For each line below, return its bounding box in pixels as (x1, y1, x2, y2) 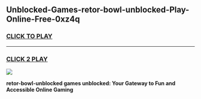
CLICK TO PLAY (6, 32, 53, 41)
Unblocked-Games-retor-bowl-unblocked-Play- (6, 5, 190, 15)
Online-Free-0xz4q (6, 14, 80, 25)
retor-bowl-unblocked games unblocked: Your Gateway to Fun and (6, 79, 176, 86)
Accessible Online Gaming (6, 86, 74, 93)
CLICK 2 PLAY (6, 55, 48, 63)
